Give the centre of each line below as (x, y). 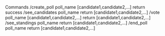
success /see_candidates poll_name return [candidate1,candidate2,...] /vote (82, 12)
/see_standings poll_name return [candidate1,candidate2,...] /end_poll (76, 23)
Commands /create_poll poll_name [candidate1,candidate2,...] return (75, 7)
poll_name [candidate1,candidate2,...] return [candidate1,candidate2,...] (78, 18)
